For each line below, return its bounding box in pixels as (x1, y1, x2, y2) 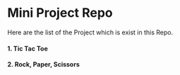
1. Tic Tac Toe (7, 44, 48, 53)
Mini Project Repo (7, 5, 113, 21)
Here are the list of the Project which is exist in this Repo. (7, 28, 174, 36)
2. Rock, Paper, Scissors (7, 60, 80, 69)
